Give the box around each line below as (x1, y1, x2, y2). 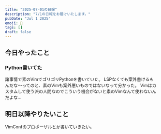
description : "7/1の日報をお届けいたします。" (5, 12, 91, 16)
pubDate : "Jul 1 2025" (5, 16, 51, 21)
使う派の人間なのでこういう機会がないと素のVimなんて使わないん (26, 88, 157, 94)
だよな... (5, 94, 22, 100)
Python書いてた (5, 64, 43, 71)
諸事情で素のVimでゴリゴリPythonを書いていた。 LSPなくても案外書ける (5, 76, 150, 82)
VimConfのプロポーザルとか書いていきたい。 (5, 124, 94, 130)
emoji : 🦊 (5, 20, 23, 26)
